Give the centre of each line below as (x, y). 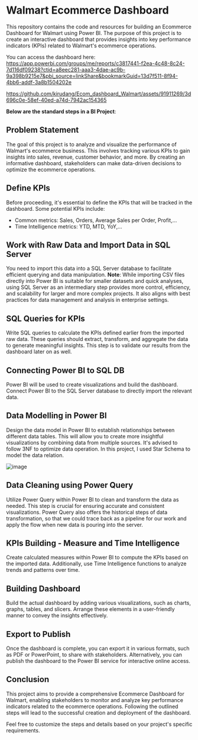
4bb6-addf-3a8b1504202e (39, 82)
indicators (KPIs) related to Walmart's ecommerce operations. (81, 46)
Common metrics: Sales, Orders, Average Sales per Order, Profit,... (96, 220)
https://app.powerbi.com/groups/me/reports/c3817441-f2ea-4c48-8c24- (95, 63)
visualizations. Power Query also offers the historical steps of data (87, 512)
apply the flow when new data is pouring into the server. (75, 525)
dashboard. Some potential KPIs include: (56, 208)
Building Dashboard (43, 589)
